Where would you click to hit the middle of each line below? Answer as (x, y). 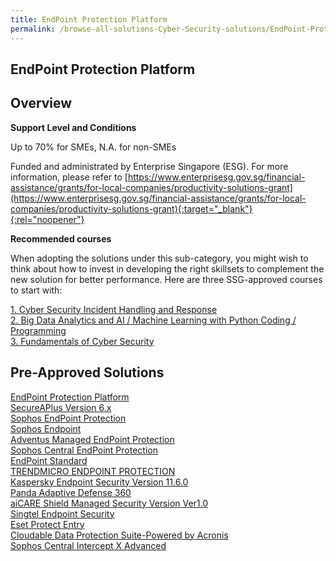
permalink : (33, 29)
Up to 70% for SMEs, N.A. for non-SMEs (93, 147)
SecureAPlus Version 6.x (61, 407)
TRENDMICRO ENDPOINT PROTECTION (93, 471)
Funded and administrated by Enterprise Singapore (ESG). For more (149, 166)
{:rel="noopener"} (47, 219)
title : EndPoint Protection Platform (89, 19)
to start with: (36, 290)
